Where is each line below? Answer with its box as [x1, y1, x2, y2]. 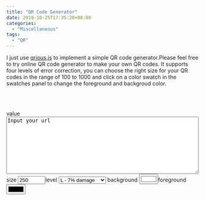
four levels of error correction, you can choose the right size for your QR [6, 67, 188, 74]
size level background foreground [6, 176, 187, 183]
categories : [6, 20, 37, 26]
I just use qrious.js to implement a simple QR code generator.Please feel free [6, 54, 199, 61]
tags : [6, 32, 20, 38]
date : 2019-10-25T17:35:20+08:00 [6, 15, 92, 21]
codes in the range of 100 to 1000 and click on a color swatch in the [6, 74, 177, 80]
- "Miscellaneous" [12, 26, 59, 32]
